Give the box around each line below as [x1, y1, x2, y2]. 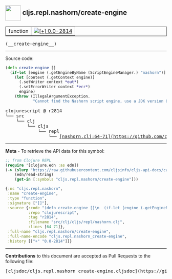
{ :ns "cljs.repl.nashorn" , [5, 186, 63, 191]
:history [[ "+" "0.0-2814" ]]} [7, 238, 72, 244]
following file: [5, 258, 34, 264]
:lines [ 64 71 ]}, [28, 224, 66, 230]
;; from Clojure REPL [5, 157, 52, 163]
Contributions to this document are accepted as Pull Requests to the [5, 252, 151, 259]
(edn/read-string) [14, 172, 54, 177]
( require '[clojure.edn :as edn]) [5, 163, 79, 168]
